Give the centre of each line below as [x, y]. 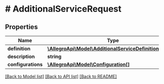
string [54, 57]
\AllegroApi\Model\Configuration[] [89, 64]
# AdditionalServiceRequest [63, 9]
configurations [25, 64]
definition [19, 49]
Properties [21, 27]
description [21, 57]
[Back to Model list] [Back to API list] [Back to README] [61, 76]
